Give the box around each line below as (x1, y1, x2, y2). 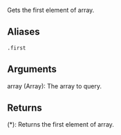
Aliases (7, 26, 40, 38)
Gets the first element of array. (7, 6, 95, 14)
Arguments (7, 63, 57, 75)
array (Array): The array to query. (7, 81, 102, 90)
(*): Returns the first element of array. (7, 120, 114, 129)
